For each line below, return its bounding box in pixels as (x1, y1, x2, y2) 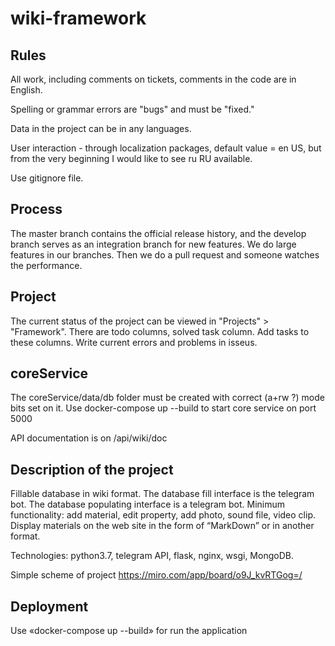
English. (10, 84, 43, 96)
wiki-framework (10, 7, 147, 30)
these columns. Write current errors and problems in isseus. (10, 336, 258, 348)
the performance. (10, 259, 83, 271)
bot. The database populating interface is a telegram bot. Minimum (10, 498, 286, 511)
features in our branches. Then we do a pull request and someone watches (10, 248, 320, 261)
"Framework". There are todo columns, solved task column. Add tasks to (10, 325, 310, 337)
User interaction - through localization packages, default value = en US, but (10, 142, 322, 154)
